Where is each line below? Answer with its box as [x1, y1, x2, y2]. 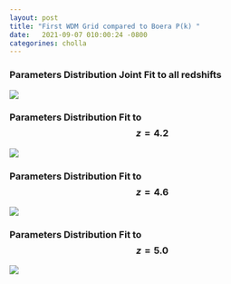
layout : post [9, 13, 59, 23]
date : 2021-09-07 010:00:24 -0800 [9, 30, 148, 39]
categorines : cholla [9, 38, 88, 48]
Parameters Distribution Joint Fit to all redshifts [9, 69, 222, 82]
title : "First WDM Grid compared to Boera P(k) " [9, 22, 201, 31]
